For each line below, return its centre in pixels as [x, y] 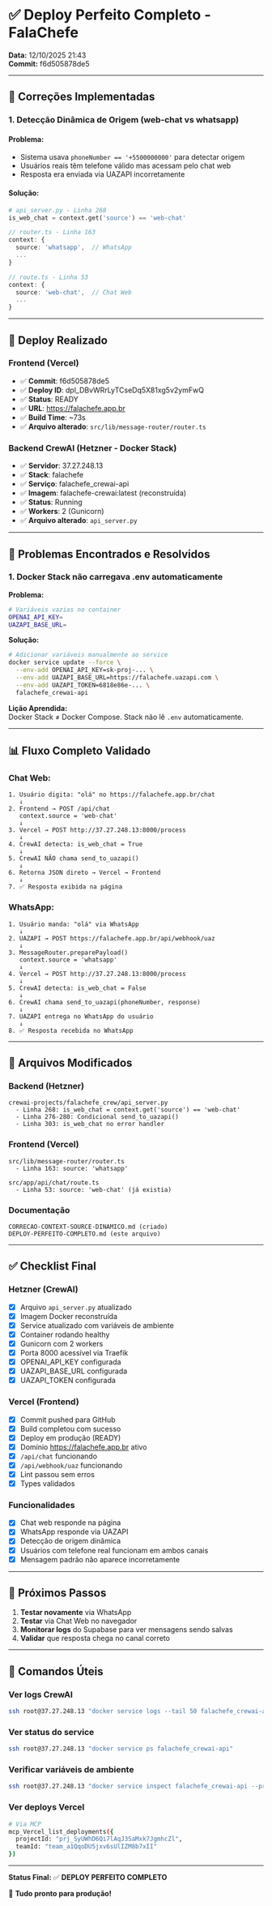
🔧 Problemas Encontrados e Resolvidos [109, 554]
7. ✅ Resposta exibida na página [66, 887]
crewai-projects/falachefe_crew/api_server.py [88, 1103]
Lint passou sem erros [57, 1474]
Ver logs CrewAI [40, 1694]
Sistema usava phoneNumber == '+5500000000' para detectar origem [132, 157]
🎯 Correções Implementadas [82, 97]
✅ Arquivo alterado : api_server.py [79, 520]
